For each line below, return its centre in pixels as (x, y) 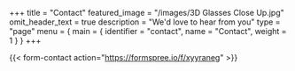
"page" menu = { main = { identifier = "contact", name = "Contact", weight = (148, 31)
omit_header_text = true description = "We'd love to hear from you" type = (145, 22)
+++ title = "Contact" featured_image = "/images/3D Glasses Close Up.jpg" (147, 13)
